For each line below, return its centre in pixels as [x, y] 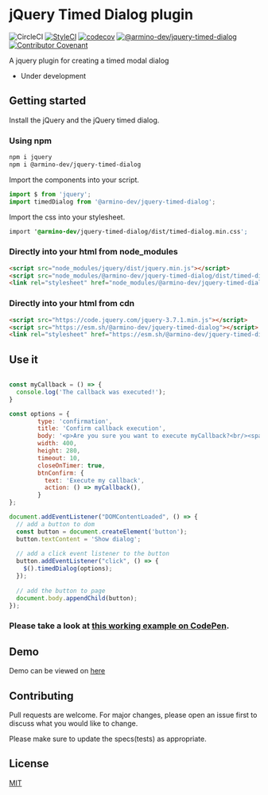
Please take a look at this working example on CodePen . [119, 626]
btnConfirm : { [61, 473]
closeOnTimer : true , [72, 465]
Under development [53, 76]
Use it [23, 359]
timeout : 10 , [59, 458]
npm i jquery [31, 157]
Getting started [48, 101]
